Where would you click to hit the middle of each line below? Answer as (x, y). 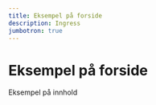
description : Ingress (45, 23)
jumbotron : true (35, 30)
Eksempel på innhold (43, 92)
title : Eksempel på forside (55, 16)
